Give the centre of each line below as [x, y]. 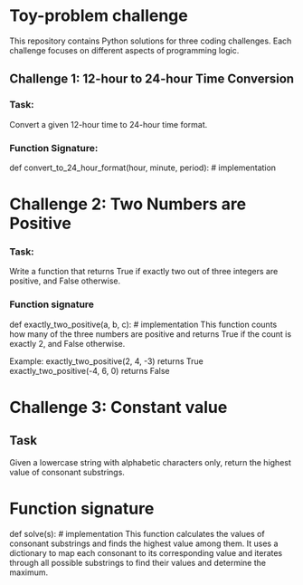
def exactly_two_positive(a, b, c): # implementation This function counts [143, 324]
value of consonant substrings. [67, 472]
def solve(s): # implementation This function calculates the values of [137, 533]
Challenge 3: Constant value [118, 407]
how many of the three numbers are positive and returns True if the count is [151, 334]
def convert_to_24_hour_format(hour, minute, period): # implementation [143, 168]
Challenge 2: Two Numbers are [128, 204]
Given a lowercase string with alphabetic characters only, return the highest [151, 462]
